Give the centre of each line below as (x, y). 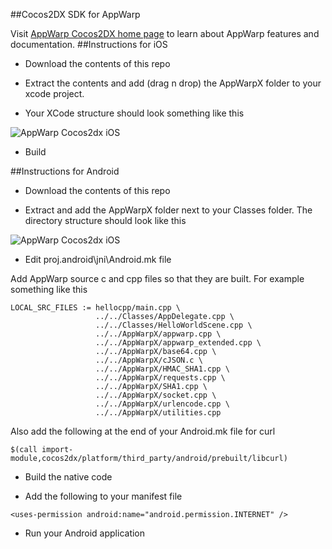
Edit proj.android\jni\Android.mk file (98, 259)
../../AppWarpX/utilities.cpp (158, 413)
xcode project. (54, 93)
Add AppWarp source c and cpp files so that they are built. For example (157, 278)
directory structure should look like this (105, 220)
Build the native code (68, 477)
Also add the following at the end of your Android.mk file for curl (143, 431)
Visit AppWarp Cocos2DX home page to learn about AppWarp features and (165, 33)
